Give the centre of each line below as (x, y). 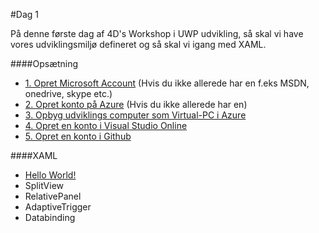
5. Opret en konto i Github (78, 136)
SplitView (44, 185)
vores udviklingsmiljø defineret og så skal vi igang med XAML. (138, 44)
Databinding (50, 217)
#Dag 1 (25, 14)
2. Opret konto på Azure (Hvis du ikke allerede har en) (136, 104)
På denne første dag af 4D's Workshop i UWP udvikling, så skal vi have (157, 33)
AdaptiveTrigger (58, 207)
